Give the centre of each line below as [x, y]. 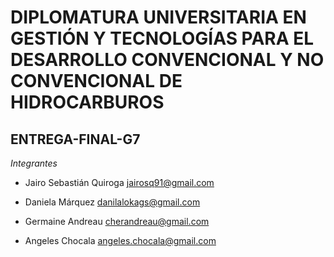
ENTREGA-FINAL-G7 [75, 139]
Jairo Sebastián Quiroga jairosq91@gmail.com [119, 182]
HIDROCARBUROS [87, 102]
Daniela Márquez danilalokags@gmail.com [112, 202]
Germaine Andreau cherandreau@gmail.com [117, 221]
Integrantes [34, 163]
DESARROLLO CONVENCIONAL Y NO [167, 60]
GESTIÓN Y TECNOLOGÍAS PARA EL [162, 38]
